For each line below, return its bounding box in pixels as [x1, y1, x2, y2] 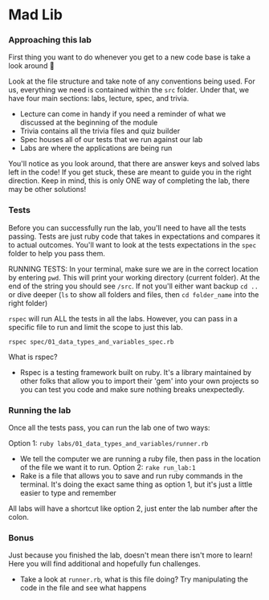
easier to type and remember [19, 488, 116, 498]
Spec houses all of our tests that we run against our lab [19, 135, 203, 145]
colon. [8, 512, 30, 522]
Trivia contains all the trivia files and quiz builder [19, 126, 181, 136]
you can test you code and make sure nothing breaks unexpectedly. [19, 384, 245, 394]
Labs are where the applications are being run [19, 143, 173, 153]
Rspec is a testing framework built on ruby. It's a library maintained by [19, 367, 251, 377]
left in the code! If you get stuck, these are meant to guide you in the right [8, 167, 252, 178]
